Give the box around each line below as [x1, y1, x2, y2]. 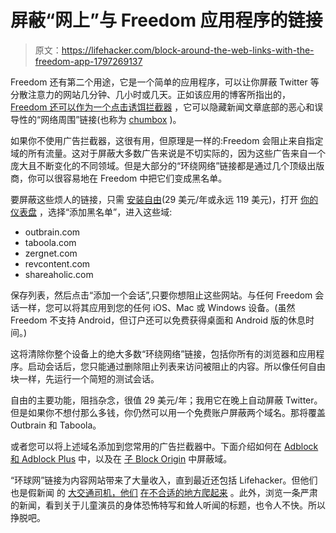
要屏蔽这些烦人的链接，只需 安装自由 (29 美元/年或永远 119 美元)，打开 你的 [10, 193, 319, 205]
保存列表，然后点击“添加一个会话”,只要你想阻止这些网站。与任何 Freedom [10, 289, 313, 301]
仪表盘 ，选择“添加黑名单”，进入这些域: [10, 206, 173, 218]
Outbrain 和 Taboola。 [10, 419, 102, 431]
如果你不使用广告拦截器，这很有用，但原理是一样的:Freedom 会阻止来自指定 [10, 134, 324, 146]
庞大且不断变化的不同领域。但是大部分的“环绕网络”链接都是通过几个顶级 [10, 159, 308, 171]
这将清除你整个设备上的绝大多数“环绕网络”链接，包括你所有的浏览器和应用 [10, 347, 317, 360]
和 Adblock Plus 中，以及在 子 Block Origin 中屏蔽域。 [10, 452, 233, 465]
